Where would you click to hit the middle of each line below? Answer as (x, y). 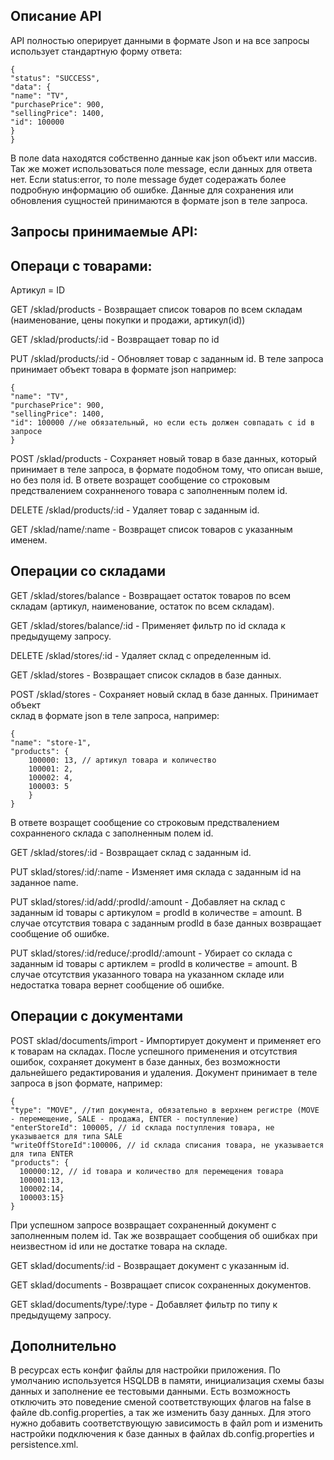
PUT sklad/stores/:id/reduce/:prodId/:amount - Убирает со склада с (151, 953)
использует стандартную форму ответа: (96, 51)
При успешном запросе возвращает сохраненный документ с (143, 1225)
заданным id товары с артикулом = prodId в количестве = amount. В (156, 912)
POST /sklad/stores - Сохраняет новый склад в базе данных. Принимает (164, 694)
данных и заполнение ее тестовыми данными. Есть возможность (150, 1391)
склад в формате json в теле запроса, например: (115, 715)
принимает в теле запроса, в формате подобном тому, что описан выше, (166, 470)
